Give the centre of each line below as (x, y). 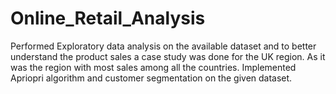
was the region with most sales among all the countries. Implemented (153, 67)
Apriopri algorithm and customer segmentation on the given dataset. (151, 78)
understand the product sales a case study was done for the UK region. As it (168, 56)
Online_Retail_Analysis (108, 18)
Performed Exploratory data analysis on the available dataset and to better (163, 46)
